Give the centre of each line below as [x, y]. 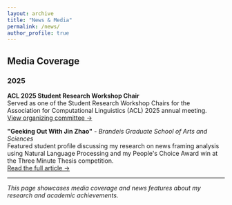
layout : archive [30, 14]
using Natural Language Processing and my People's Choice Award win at [113, 153]
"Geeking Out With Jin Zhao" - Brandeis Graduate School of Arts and [107, 131]
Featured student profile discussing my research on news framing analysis [113, 145]
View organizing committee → [50, 118]
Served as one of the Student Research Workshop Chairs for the [99, 103]
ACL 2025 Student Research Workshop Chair [73, 96]
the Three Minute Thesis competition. [60, 161]
